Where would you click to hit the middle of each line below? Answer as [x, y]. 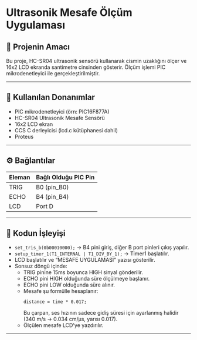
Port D [45, 206]
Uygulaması [36, 25]
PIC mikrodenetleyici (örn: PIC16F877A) [62, 111]
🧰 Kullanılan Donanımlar [51, 97]
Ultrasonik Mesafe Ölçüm [69, 13]
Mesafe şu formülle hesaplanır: [61, 291]
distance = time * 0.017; [55, 302]
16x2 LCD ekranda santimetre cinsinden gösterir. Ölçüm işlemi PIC [86, 67]
